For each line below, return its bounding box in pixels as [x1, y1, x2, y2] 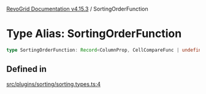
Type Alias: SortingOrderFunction [6, 27, 182, 41]
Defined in [6, 64, 47, 74]
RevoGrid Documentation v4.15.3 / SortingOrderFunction [6, 6, 148, 12]
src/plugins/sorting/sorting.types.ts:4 [6, 80, 101, 88]
